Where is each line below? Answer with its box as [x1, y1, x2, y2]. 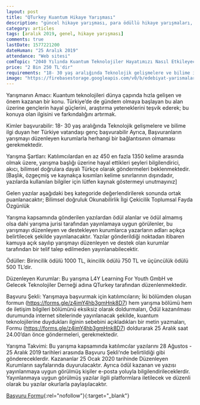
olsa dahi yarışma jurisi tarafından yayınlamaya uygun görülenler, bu [6, 220, 173, 227]
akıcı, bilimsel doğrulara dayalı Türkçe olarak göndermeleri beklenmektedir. [6, 165, 190, 173]
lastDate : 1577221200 [6, 42, 60, 48]
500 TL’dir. [6, 264, 33, 271]
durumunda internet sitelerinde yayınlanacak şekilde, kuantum [6, 312, 159, 319]
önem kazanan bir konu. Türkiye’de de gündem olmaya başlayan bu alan [6, 98, 183, 105]
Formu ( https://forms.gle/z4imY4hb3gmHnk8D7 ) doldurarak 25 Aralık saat [6, 324, 189, 332]
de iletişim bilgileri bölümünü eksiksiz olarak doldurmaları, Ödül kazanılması [6, 305, 191, 313]
